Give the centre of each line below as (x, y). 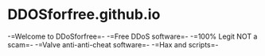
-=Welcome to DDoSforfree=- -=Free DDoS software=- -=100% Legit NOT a (132, 36)
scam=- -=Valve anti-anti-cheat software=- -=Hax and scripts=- (113, 44)
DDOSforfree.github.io (84, 15)
